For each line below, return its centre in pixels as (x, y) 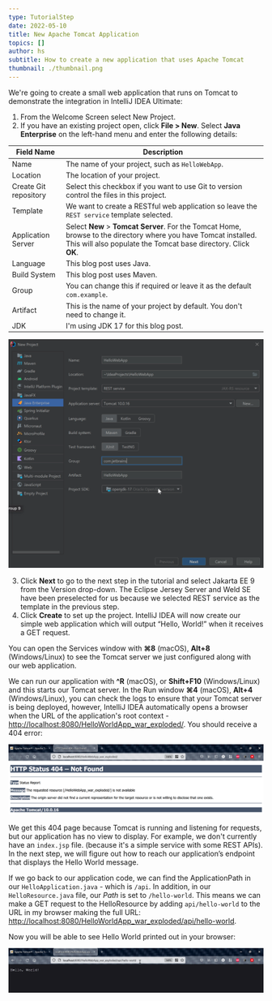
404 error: (25, 732)
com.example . (87, 294)
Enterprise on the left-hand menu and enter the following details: (129, 134)
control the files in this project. (117, 195)
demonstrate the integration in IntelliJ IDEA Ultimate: (96, 101)
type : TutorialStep (41, 17)
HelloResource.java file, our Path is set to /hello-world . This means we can (135, 895)
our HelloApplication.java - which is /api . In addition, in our (110, 887)
